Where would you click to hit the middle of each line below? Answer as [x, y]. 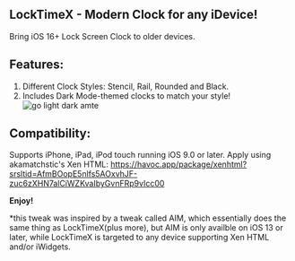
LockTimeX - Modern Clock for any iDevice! [134, 15]
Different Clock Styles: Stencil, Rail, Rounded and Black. [126, 86]
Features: [37, 65]
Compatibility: [50, 134]
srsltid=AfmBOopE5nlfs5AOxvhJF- [74, 174]
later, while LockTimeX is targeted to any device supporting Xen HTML [139, 238]
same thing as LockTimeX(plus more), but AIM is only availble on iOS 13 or [147, 228]
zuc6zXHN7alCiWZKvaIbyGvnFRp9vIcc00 [87, 184]
